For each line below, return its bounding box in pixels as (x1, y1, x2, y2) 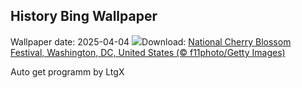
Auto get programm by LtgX (10, 65, 125, 78)
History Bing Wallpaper (10, 8, 158, 25)
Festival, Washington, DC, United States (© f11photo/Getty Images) (10, 46, 286, 58)
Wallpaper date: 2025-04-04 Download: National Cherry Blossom (10, 35, 292, 48)
